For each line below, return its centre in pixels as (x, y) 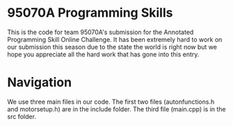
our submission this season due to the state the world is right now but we (112, 47)
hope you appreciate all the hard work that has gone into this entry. (103, 54)
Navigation (39, 82)
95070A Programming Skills (90, 13)
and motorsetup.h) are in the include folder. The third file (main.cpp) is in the (116, 109)
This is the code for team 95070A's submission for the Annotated (101, 32)
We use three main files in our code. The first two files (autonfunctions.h (111, 102)
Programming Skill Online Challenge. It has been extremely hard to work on (115, 39)
